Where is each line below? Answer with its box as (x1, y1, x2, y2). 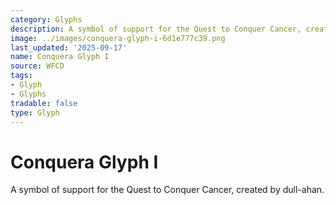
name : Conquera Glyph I (10, 52, 110, 62)
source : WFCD (10, 61, 65, 71)
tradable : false (10, 98, 78, 108)
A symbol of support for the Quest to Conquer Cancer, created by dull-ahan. (10, 184, 325, 196)
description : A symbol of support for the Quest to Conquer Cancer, (10, 24, 302, 34)
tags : (10, 71, 33, 81)
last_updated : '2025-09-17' (10, 42, 128, 53)
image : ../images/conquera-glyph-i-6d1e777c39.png (10, 33, 226, 43)
